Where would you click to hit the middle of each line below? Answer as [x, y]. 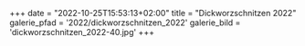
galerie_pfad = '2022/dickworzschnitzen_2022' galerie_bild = [125, 23]
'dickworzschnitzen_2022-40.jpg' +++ [82, 32]
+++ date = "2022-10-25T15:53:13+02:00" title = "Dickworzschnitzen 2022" [153, 13]
